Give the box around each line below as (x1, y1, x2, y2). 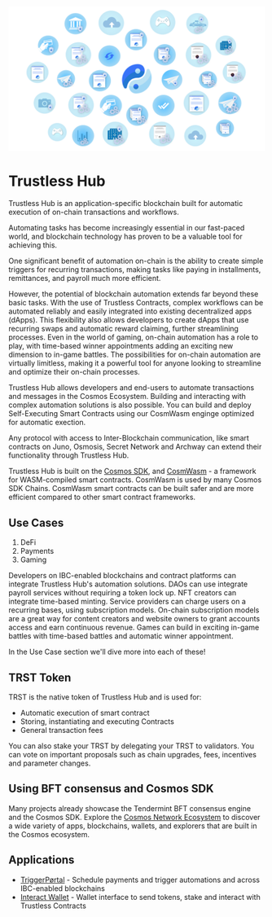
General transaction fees (20, 726, 103, 735)
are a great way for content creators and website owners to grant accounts (8, 614, 261, 624)
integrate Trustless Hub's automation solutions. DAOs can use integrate (8, 579, 248, 589)
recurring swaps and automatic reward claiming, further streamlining (8, 324, 239, 334)
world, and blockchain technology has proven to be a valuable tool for (8, 231, 243, 242)
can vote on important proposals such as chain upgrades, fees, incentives (8, 750, 257, 760)
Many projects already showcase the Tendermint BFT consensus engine (8, 803, 251, 813)
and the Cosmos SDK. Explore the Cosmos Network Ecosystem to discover (8, 812, 261, 822)
